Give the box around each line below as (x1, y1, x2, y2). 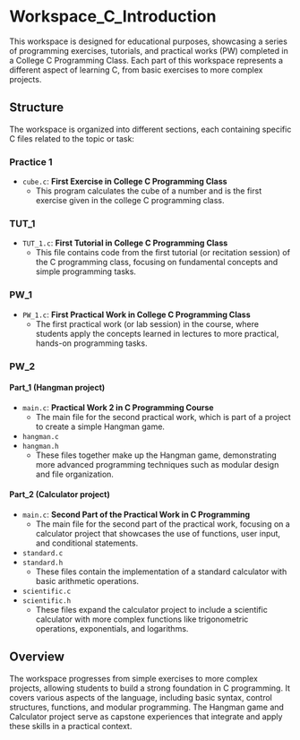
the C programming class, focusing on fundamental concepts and (35, 257, 279, 268)
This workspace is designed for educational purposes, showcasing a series (9, 36, 288, 47)
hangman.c (21, 432, 60, 441)
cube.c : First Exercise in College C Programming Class (21, 176, 227, 187)
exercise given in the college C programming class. (35, 195, 226, 206)
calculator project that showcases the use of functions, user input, (35, 528, 280, 538)
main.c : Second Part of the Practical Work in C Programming (21, 509, 251, 520)
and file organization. (35, 469, 115, 479)
